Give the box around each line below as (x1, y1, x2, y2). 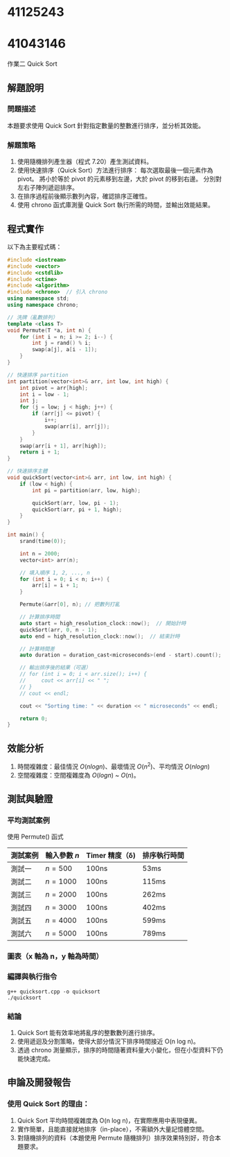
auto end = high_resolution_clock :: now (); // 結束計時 (19, 633, 180, 640)
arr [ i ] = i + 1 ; (32, 582, 79, 589)
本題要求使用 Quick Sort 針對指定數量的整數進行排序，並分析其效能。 (7, 121, 205, 129)
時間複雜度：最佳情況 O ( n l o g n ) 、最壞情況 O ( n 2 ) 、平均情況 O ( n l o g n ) (17, 761, 210, 771)
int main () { (7, 531, 45, 539)
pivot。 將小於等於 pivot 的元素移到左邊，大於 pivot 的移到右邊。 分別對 (17, 174, 222, 183)
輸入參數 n (45, 851, 80, 861)
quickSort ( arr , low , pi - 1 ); (32, 499, 119, 506)
